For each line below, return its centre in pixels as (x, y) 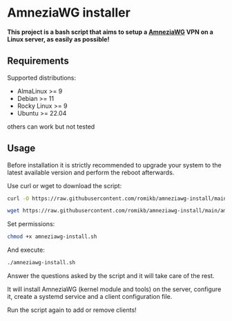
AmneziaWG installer (69, 13)
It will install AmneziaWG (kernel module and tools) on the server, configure (114, 289)
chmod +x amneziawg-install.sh (52, 237)
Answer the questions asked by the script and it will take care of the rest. (111, 276)
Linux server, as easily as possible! (58, 39)
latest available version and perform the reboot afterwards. (91, 172)
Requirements (38, 61)
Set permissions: (31, 224)
